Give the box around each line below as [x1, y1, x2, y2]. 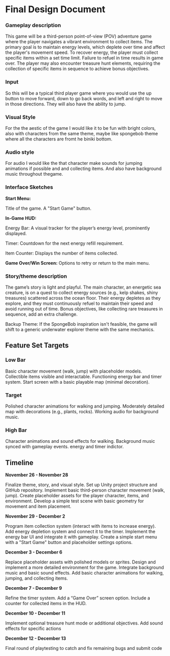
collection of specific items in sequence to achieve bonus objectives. [5, 66, 150, 72]
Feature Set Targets [5, 341, 69, 350]
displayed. [5, 230, 27, 236]
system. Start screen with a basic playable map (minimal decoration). [5, 379, 150, 385]
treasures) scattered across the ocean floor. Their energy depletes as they [5, 295, 161, 301]
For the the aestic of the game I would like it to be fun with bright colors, [5, 125, 156, 131]
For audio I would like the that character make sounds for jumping [5, 160, 143, 166]
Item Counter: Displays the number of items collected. [5, 250, 118, 256]
